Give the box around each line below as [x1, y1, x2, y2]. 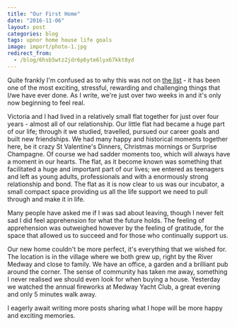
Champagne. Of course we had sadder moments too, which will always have [7, 149, 231, 158]
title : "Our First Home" [7, 10, 81, 18]
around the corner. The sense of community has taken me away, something [7, 267, 228, 276]
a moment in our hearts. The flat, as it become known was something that [7, 157, 222, 166]
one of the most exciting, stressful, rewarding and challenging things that [7, 83, 221, 92]
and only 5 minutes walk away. [7, 289, 97, 298]
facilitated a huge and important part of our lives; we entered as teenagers [7, 164, 224, 173]
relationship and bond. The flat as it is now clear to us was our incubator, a [7, 180, 225, 188]
